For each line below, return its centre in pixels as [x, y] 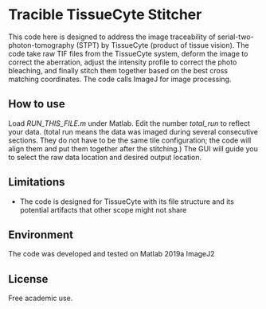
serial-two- [236, 37]
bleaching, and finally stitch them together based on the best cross [118, 70]
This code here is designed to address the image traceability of [112, 37]
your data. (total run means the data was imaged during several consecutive [133, 131]
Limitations [37, 182]
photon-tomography [41, 45]
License [28, 279]
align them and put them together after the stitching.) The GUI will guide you [133, 148]
